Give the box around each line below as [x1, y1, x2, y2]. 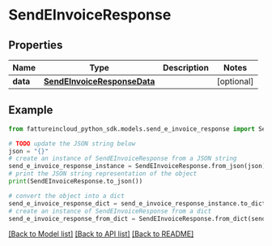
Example [8, 103, 53, 117]
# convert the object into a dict [8, 192, 125, 200]
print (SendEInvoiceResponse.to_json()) [8, 177, 143, 186]
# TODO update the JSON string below [8, 140, 136, 148]
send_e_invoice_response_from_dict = [8, 214, 136, 222]
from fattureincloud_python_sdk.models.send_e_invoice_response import [8, 124, 255, 133]
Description [163, 63, 209, 73]
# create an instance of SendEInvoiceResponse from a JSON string [8, 154, 237, 163]
